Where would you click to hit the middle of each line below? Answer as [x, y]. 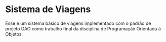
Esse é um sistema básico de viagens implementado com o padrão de [78, 23]
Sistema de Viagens [48, 9]
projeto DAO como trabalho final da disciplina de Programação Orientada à [83, 28]
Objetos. [14, 34]
